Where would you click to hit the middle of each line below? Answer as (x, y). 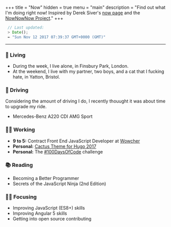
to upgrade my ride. (26, 107)
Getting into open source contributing (52, 219)
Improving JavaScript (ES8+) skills (49, 208)
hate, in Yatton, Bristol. (36, 77)
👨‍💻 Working (20, 130)
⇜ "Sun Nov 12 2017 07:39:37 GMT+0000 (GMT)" (56, 37)
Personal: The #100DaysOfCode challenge (58, 152)
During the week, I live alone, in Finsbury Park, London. (70, 66)
